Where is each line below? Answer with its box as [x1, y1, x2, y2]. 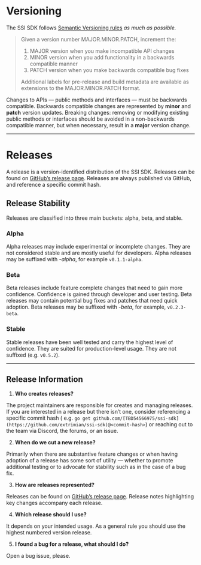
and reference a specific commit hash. [6, 181, 101, 188]
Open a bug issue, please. [6, 552, 71, 560]
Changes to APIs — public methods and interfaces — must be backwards [6, 96, 187, 103]
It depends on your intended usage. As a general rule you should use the [6, 522, 185, 530]
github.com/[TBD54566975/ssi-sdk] [93, 415, 179, 421]
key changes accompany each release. [6, 500, 103, 507]
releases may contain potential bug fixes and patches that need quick [6, 297, 178, 304]
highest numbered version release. [6, 529, 92, 536]
